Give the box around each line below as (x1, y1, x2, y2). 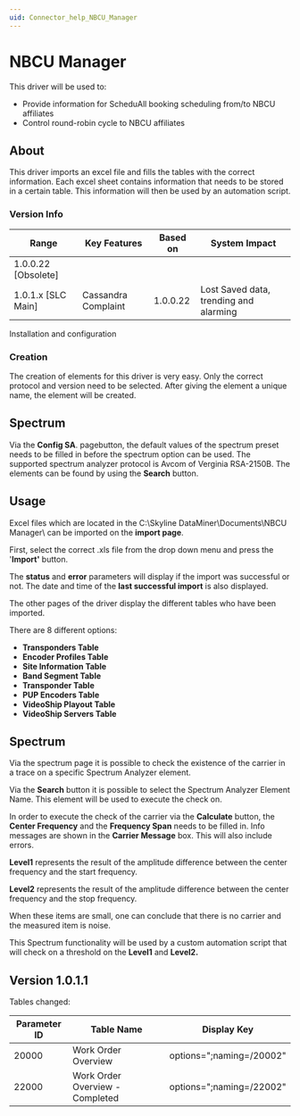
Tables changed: (9, 996, 71, 1007)
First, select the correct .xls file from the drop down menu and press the (9, 544, 274, 554)
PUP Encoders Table (21, 689, 100, 700)
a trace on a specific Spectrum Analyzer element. (9, 767, 192, 778)
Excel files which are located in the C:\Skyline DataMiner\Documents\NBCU (9, 517, 287, 528)
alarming (200, 305, 237, 318)
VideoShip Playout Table (21, 698, 116, 710)
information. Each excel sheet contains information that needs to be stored (9, 176, 284, 187)
